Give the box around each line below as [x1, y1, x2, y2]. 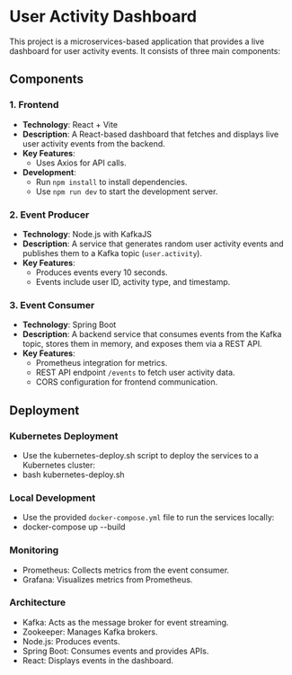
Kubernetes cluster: [22, 459, 96, 470]
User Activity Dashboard [9, 6, 198, 27]
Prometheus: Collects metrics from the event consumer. [22, 564, 230, 575]
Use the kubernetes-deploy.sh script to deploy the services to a [22, 449, 259, 460]
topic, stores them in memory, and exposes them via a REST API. [22, 339, 262, 350]
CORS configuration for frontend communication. [35, 377, 218, 387]
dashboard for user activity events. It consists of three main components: [9, 45, 281, 56]
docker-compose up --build [22, 521, 126, 532]
